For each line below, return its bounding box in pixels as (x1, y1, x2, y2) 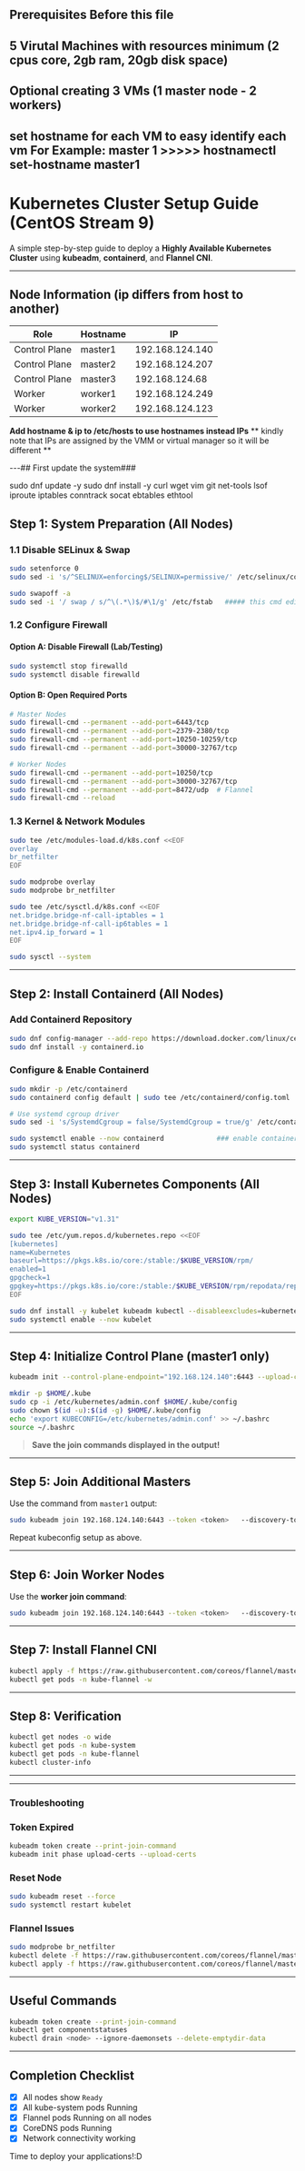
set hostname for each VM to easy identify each (9, 128, 287, 144)
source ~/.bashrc (9, 1423, 75, 1432)
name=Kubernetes (9, 1248, 71, 1257)
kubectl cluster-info (9, 1758, 92, 1767)
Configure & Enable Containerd (9, 1064, 150, 1076)
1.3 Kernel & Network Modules (9, 815, 145, 828)
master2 (80, 358, 116, 371)
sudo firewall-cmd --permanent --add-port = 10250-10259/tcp (9, 735, 238, 744)
